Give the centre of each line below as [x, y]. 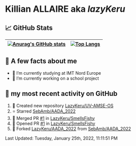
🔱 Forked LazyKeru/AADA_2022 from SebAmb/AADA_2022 [71, 128]
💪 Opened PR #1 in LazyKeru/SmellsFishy [54, 123]
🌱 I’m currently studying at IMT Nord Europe [57, 73]
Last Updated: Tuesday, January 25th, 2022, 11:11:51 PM [61, 138]
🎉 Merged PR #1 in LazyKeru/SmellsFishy [54, 118]
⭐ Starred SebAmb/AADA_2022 [44, 111]
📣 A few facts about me [41, 61]
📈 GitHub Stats [29, 28]
